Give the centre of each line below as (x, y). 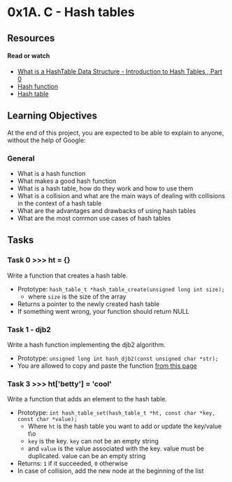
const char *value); (47, 420)
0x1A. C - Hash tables (71, 12)
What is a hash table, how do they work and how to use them (105, 188)
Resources (31, 38)
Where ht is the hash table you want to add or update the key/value (125, 426)
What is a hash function (51, 173)
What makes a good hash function (67, 181)
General (21, 158)
